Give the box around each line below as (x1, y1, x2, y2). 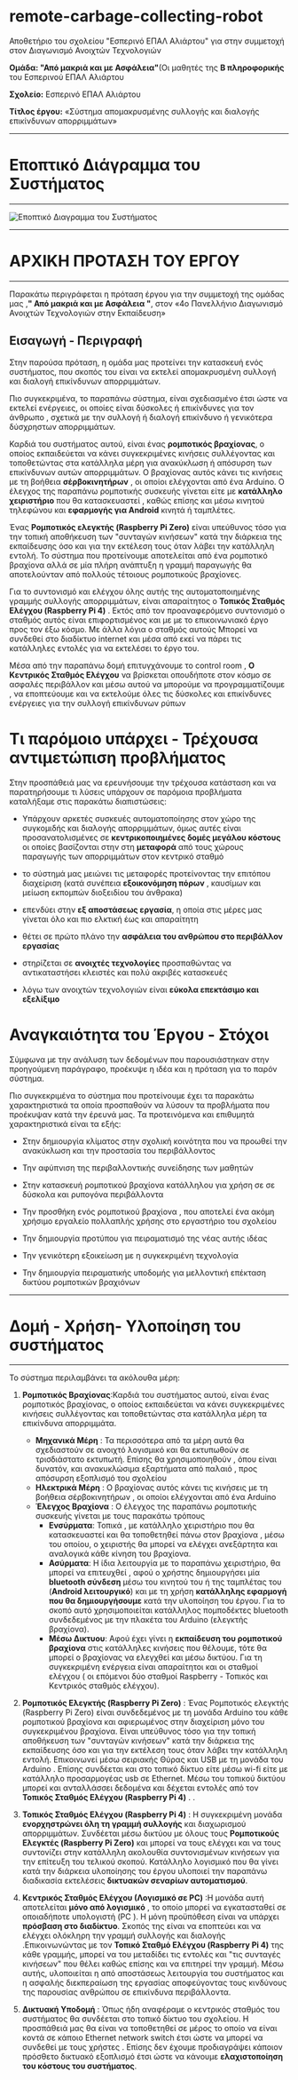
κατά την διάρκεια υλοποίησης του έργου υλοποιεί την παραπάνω (21, 1866, 268, 1877)
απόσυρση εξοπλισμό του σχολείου (35, 1473, 167, 1484)
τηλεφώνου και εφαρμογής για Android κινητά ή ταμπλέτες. (9, 504, 236, 515)
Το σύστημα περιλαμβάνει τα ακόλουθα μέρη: (9, 1372, 180, 1383)
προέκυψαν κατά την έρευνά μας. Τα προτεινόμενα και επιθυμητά (9, 1108, 255, 1120)
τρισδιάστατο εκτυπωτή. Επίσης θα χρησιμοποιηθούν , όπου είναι (35, 1454, 278, 1465)
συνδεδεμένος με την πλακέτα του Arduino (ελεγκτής (48, 1615, 248, 1625)
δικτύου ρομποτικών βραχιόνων (21, 1276, 140, 1287)
